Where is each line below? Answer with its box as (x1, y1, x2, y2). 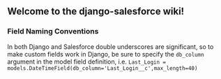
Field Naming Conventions (7, 27, 99, 36)
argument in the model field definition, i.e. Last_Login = (7, 57, 166, 66)
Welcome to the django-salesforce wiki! (7, 6, 185, 17)
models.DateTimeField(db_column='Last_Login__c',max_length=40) (7, 64, 198, 72)
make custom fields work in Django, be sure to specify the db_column (7, 50, 204, 58)
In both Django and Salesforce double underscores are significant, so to (7, 42, 214, 51)
